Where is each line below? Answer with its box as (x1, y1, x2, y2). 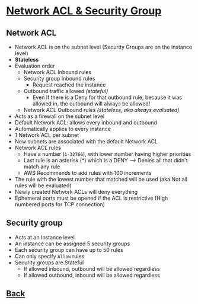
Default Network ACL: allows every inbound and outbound (14, 119, 157, 126)
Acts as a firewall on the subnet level (14, 113, 105, 120)
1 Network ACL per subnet (14, 132, 79, 139)
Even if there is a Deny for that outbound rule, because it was (32, 94, 183, 101)
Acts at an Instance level (14, 233, 75, 241)
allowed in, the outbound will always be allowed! (32, 100, 151, 107)
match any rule (23, 163, 60, 170)
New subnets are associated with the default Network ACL (14, 138, 158, 145)
